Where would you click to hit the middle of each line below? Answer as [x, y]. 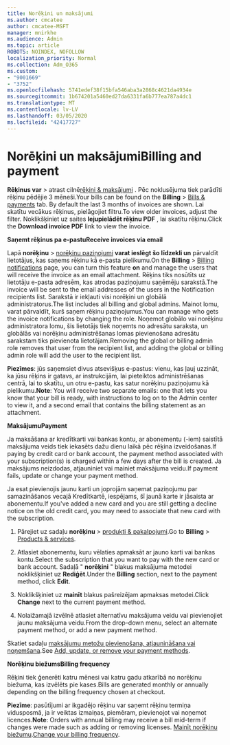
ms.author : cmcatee [35, 20]
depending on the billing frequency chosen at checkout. [87, 692]
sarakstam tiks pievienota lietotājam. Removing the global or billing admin [110, 341]
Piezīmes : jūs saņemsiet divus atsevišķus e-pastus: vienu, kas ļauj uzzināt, [113, 369]
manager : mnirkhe [32, 33]
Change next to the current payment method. [81, 602]
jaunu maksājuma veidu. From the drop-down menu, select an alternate [117, 623]
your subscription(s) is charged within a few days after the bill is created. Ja [114, 461]
